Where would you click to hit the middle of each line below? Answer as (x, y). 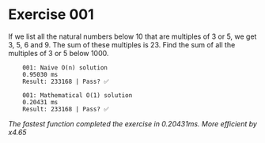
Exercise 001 (51, 15)
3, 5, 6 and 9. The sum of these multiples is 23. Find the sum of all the (122, 44)
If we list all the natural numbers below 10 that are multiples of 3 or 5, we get (132, 36)
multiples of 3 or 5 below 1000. (59, 53)
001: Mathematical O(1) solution (78, 95)
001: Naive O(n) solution (65, 68)
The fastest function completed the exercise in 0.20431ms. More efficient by (132, 123)
